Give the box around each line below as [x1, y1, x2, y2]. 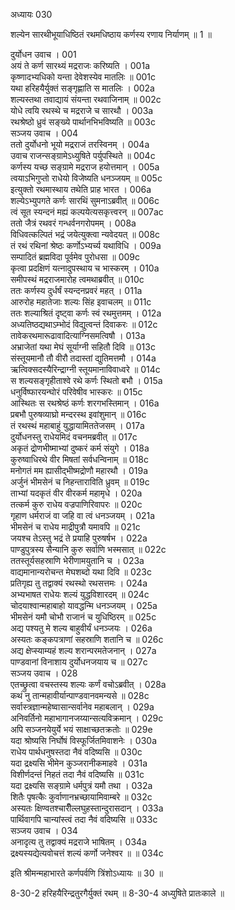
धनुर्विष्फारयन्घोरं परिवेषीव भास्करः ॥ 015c [10, 386, 143, 398]
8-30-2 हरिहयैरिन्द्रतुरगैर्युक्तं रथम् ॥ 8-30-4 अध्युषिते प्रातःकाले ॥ [10, 887, 225, 899]
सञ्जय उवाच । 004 [10, 127, 79, 139]
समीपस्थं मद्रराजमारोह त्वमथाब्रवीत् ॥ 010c [10, 274, 145, 285]
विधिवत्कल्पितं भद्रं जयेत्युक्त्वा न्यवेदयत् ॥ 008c [10, 229, 161, 240]
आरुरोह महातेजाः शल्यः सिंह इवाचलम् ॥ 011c [10, 296, 152, 308]
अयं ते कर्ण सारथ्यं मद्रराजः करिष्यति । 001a [10, 60, 151, 71]
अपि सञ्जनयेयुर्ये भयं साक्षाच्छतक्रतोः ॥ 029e [10, 724, 153, 735]
